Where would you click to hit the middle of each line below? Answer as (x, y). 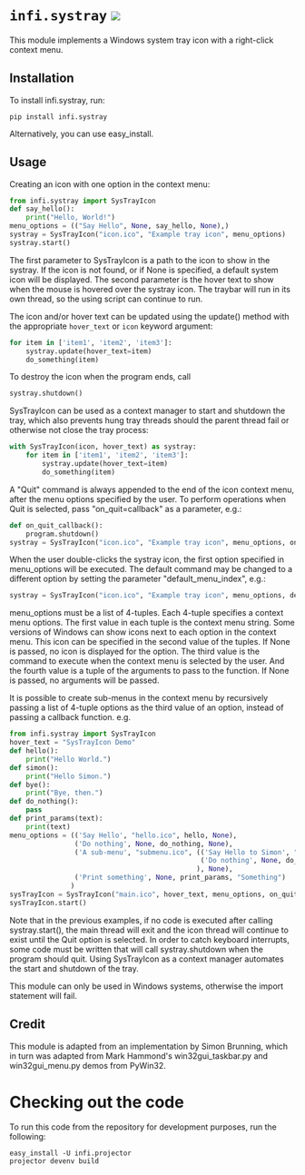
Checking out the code (97, 1102)
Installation (42, 79)
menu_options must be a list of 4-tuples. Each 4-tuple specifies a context (147, 613)
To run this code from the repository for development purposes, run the (143, 1127)
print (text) (48, 826)
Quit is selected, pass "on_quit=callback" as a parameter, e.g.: (126, 509)
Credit (27, 1025)
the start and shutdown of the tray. (74, 968)
